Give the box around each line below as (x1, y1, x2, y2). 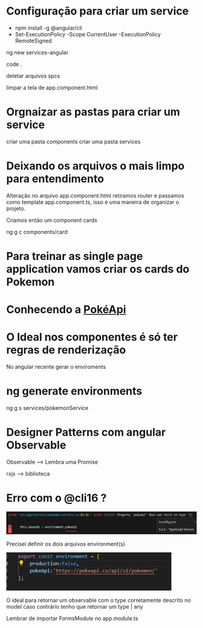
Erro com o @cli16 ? (6, 491, 107, 505)
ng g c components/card (6, 228, 68, 235)
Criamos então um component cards (6, 216, 98, 224)
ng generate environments (6, 384, 143, 398)
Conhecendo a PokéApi (6, 303, 126, 317)
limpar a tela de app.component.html (6, 83, 98, 91)
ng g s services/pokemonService (6, 404, 89, 412)
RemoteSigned (14, 37, 52, 44)
